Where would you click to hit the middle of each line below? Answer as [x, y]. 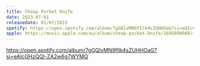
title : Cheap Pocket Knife [40, 11]
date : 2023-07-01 [28, 17]
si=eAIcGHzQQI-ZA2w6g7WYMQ [47, 57]
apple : [14, 34]
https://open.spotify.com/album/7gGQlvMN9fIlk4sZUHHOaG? [82, 50]
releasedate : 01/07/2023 [37, 22]
